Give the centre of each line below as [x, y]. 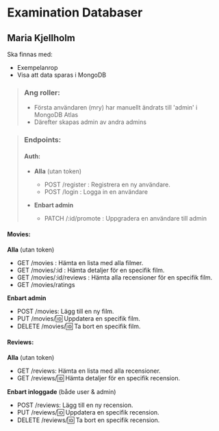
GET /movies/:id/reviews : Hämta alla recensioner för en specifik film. [115, 277]
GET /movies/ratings [46, 284]
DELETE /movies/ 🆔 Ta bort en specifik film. [79, 326]
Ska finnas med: [30, 54]
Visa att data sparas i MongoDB [62, 75]
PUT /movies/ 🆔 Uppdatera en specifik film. [78, 318]
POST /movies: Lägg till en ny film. [65, 311]
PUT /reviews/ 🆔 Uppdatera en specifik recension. [88, 412]
